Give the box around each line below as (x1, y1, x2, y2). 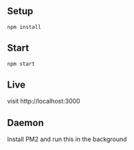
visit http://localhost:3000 (7, 97, 80, 105)
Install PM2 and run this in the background (7, 135, 127, 143)
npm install (7, 23, 41, 30)
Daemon (7, 116, 44, 129)
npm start (7, 60, 36, 67)
